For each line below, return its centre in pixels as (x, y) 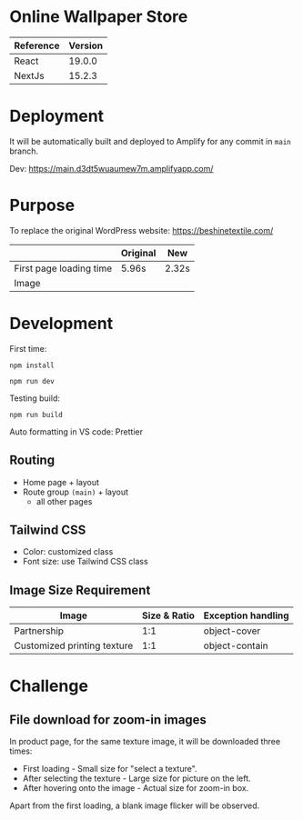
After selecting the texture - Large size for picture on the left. (137, 778)
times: (21, 751)
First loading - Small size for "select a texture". (110, 769)
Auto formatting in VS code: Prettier (76, 431)
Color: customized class (68, 552)
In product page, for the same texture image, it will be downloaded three (145, 742)
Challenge (49, 686)
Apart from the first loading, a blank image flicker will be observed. (135, 805)
